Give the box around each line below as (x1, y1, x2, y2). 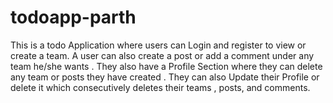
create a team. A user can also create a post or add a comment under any (10, 49, 315, 61)
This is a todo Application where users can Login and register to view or (10, 39, 307, 51)
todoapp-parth (10, 6, 137, 29)
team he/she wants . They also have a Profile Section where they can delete (10, 60, 323, 72)
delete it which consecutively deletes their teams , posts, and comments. (10, 81, 311, 93)
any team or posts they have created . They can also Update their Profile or (10, 71, 320, 83)
